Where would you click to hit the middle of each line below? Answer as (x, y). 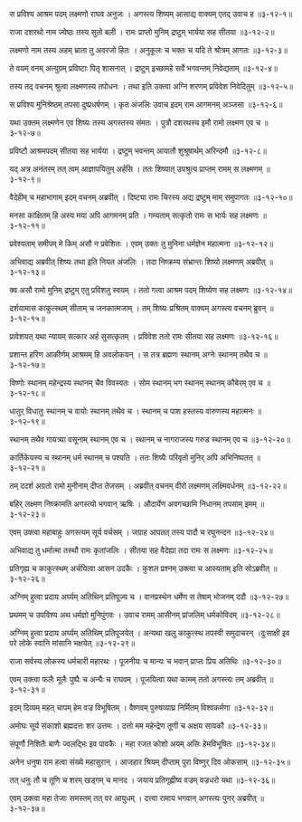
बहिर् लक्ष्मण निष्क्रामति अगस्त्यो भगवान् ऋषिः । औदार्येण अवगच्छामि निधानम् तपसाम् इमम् (133, 504)
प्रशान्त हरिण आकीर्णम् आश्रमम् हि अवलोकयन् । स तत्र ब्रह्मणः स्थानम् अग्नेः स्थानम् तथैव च (135, 354)
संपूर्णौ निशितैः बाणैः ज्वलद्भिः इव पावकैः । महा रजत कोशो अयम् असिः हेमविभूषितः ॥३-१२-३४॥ (142, 744)
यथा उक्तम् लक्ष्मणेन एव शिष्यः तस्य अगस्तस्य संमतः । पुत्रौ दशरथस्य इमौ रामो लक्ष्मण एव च (135, 123)
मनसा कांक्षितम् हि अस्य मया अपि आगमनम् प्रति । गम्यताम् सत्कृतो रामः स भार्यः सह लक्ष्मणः (134, 215)
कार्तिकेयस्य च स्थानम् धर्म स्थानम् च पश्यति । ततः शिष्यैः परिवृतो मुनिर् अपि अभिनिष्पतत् (131, 458)
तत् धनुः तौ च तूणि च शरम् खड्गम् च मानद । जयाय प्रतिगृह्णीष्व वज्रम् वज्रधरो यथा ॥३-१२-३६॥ (142, 780)
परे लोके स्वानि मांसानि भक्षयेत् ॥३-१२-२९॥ (72, 643)
